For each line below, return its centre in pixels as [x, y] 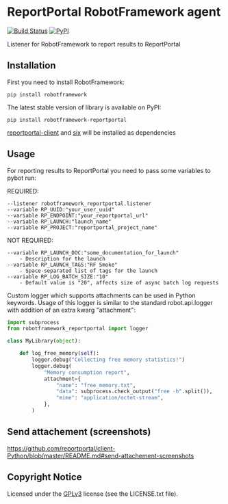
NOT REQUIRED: [30, 240]
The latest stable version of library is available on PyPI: [84, 107]
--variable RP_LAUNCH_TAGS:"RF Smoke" [62, 265]
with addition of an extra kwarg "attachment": [71, 310]
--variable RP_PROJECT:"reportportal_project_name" [82, 227]
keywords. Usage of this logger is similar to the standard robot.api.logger [110, 302]
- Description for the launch [63, 258]
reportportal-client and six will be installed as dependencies [91, 132]
